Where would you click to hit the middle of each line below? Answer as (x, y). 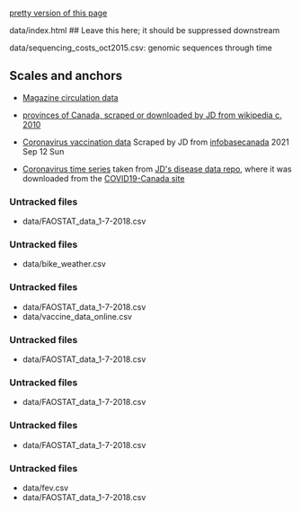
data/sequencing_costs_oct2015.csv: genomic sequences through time (141, 48)
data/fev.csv (45, 488)
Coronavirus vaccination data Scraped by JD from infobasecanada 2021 (155, 142)
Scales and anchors (66, 76)
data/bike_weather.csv (64, 264)
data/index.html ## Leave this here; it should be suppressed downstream (145, 30)
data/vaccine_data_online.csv (77, 316)
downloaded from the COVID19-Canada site (103, 178)
